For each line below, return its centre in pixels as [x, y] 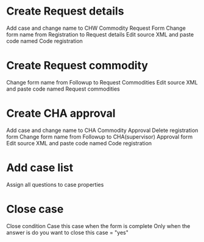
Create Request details [65, 11]
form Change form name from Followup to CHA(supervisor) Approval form [100, 137]
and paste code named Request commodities [63, 89]
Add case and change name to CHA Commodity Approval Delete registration [102, 130]
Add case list [40, 168]
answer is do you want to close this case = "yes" [68, 232]
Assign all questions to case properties [55, 184]
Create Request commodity [77, 66]
